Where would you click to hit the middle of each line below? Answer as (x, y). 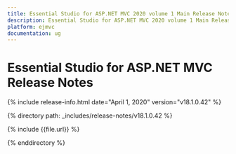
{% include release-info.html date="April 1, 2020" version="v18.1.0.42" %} (114, 102)
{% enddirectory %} (36, 143)
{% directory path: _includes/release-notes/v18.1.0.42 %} (90, 115)
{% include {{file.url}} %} (44, 129)
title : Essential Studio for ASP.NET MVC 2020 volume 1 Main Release (111, 14)
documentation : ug (34, 33)
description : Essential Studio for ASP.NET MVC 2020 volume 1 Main (108, 20)
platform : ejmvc (31, 27)
